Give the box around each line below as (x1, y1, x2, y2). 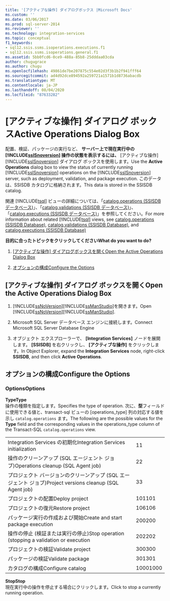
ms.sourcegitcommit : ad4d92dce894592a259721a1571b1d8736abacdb (5, 73, 142, 78)
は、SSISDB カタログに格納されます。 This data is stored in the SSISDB (5, 182, 153, 188)
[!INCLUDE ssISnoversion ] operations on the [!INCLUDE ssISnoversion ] (5, 170, 151, 176)
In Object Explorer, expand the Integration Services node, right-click (21, 348, 165, 354)
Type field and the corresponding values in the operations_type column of (5, 421, 160, 427)
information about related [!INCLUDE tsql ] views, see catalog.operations (5, 216, 154, 223)
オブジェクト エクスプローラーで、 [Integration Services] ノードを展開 (12, 335, 161, 342)
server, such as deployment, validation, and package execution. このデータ (5, 176, 162, 182)
